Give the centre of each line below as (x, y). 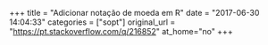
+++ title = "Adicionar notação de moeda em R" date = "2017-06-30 (134, 13)
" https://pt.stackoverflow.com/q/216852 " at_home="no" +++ (121, 31)
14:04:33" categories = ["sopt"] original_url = (92, 22)
